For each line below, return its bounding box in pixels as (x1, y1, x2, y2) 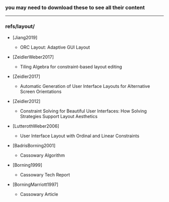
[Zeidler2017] (12, 73, 40, 79)
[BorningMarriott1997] (12, 181, 59, 187)
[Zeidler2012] (12, 98, 41, 104)
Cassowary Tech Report (20, 171, 70, 177)
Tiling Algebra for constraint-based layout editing (20, 63, 122, 69)
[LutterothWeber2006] (12, 123, 59, 129)
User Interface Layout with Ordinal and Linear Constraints (20, 133, 140, 139)
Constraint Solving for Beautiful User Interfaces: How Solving (20, 108, 147, 114)
